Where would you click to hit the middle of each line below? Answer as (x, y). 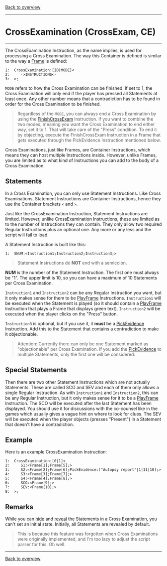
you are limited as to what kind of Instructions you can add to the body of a (82, 160)
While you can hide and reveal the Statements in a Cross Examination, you (81, 519)
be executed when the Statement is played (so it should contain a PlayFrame (83, 303)
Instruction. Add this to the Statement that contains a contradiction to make (82, 329)
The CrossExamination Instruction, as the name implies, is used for (73, 50)
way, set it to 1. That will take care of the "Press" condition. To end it (87, 130)
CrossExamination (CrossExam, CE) (81, 32)
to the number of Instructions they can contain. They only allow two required (83, 224)
